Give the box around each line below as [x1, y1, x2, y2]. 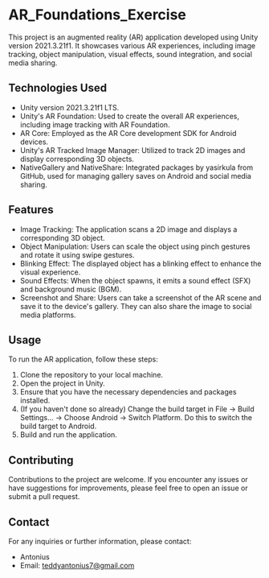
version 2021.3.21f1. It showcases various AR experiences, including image [8, 40, 255, 50]
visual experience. [19, 267, 81, 277]
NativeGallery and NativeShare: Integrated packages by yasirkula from [19, 163, 254, 172]
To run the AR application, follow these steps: [8, 354, 158, 364]
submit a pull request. [8, 492, 80, 502]
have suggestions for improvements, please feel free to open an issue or [8, 483, 248, 493]
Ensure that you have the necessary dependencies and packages [19, 387, 237, 397]
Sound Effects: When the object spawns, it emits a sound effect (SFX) [19, 275, 251, 285]
